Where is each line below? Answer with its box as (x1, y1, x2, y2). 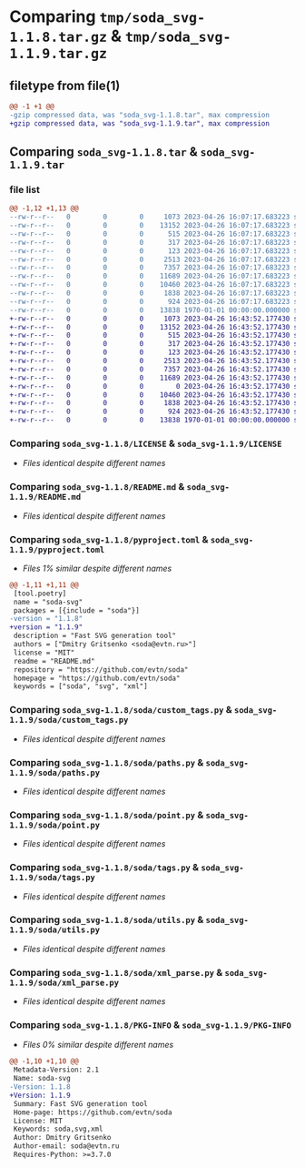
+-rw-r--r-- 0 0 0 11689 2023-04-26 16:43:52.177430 (9, 373, 290, 382)
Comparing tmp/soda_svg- (9, 6, 206, 27)
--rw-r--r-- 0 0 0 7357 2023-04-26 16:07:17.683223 (9, 263, 290, 272)
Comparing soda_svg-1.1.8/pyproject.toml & (9, 533, 209, 545)
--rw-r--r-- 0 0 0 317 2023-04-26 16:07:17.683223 (9, 238, 290, 247)
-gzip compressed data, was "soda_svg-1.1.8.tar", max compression (9, 110, 271, 119)
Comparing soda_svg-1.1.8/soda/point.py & (9, 808, 204, 821)
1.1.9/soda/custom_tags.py (9, 715, 129, 726)
